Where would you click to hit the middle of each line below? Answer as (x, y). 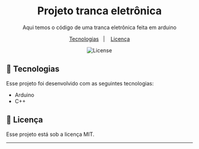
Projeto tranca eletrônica (99, 11)
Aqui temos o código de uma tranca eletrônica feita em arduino (99, 27)
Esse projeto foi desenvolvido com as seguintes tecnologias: (80, 83)
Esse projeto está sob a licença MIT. (50, 134)
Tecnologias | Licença (99, 39)
